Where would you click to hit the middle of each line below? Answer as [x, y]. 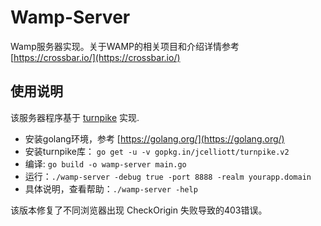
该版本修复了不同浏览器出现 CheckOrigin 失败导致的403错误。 [139, 210]
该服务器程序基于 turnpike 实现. [75, 117]
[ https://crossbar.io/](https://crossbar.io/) [95, 57]
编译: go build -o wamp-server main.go [105, 163]
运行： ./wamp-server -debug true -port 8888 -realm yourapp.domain [168, 176]
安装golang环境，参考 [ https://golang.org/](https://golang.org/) [154, 138]
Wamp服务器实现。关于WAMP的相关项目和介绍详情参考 [125, 46]
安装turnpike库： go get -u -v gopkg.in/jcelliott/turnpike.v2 [157, 151]
